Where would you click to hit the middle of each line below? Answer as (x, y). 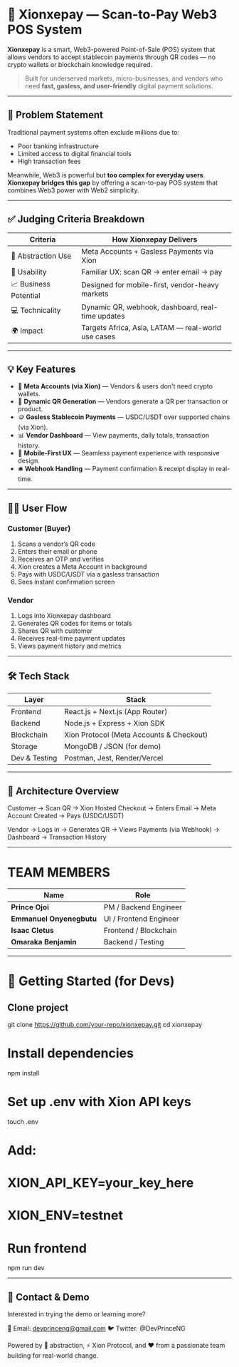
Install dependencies (70, 1053)
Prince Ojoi (30, 907)
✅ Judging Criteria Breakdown (76, 219)
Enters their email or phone (57, 552)
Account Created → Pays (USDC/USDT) (66, 815)
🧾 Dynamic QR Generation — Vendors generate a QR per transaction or (123, 401)
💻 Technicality (36, 311)
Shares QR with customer (55, 631)
